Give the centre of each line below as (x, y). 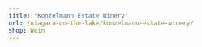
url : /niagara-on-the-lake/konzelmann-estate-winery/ (101, 23)
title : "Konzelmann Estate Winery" (69, 16)
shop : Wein (27, 30)
